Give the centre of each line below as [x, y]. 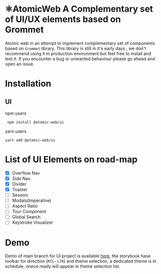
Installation [28, 84]
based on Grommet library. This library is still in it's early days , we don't [76, 48]
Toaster [20, 190]
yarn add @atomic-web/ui [30, 140]
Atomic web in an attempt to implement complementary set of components [80, 43]
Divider [19, 184]
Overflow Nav [26, 173]
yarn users [16, 131]
